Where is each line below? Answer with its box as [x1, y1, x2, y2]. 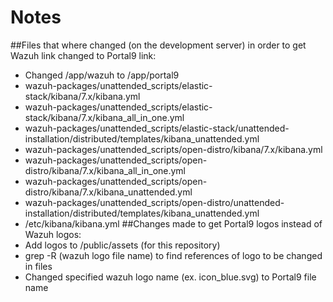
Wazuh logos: [24, 228, 82, 240]
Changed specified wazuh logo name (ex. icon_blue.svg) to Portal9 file [24, 271, 317, 283]
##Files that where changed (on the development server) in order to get [10, 39, 307, 51]
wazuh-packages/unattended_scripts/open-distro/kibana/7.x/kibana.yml [24, 143, 323, 155]
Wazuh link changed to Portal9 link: [10, 49, 157, 61]
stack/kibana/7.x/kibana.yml [24, 90, 141, 102]
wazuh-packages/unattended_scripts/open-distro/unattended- [24, 196, 285, 208]
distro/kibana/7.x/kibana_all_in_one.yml [24, 164, 187, 176]
